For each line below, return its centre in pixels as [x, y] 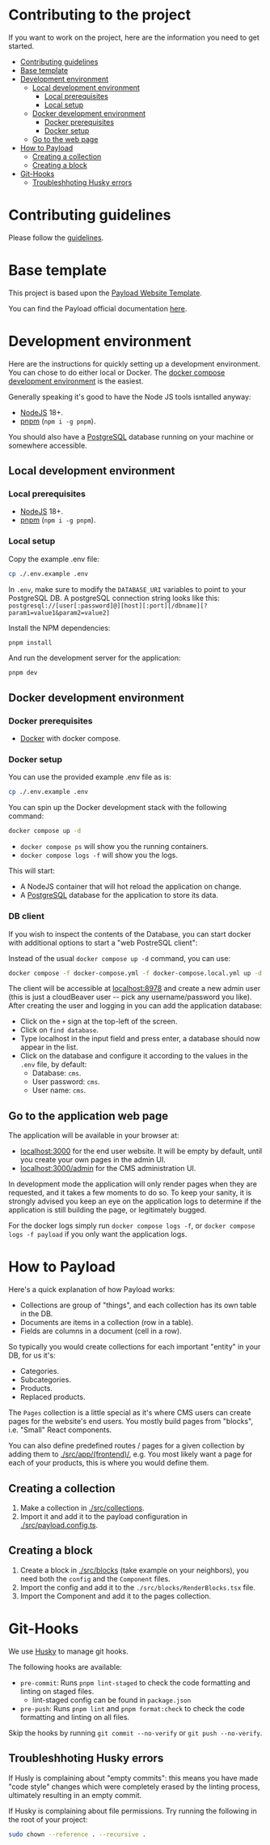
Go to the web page [65, 139]
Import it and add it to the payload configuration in [103, 1516]
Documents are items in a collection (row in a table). [107, 1323]
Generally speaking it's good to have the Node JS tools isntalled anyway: [130, 397]
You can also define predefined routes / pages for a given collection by [127, 1446]
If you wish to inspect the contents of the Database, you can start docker [130, 933]
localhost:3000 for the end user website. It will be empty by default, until [141, 1151]
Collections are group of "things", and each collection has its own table [138, 1305]
